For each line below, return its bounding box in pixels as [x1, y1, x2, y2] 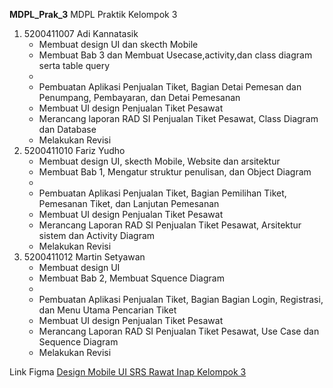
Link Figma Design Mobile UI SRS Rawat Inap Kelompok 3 [9, 366, 247, 378]
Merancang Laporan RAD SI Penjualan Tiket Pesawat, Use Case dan [38, 325, 320, 337]
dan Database [38, 124, 97, 135]
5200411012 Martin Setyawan [23, 251, 146, 263]
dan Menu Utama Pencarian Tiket [38, 304, 177, 316]
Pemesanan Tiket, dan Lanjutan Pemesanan [38, 198, 220, 209]
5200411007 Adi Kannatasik [23, 28, 139, 39]
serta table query [38, 60, 111, 71]
